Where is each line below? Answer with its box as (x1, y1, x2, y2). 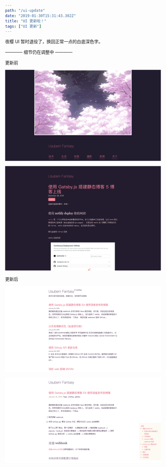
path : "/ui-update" (5, 8, 45, 13)
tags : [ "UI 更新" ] (5, 24, 41, 29)
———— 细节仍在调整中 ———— (5, 49, 73, 55)
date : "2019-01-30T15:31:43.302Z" (5, 13, 77, 18)
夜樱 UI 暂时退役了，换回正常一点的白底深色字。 (5, 39, 103, 45)
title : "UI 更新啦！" (5, 18, 47, 23)
